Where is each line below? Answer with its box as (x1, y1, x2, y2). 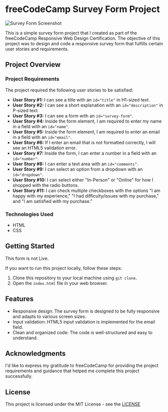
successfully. (5, 373, 33, 379)
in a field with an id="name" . (12, 123, 70, 129)
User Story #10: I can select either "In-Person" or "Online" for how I (12, 177, 153, 183)
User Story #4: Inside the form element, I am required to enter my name (12, 118, 162, 124)
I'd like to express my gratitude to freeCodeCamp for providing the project (5, 363, 159, 369)
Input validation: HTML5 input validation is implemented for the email (12, 319, 155, 325)
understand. (12, 335, 38, 341)
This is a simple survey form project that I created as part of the (5, 30, 137, 36)
